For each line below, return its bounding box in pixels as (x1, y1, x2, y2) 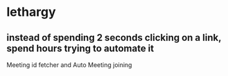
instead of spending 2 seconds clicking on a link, (6, 32, 222, 44)
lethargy (6, 4, 56, 20)
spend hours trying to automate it (6, 42, 154, 54)
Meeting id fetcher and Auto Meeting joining (6, 61, 132, 69)
